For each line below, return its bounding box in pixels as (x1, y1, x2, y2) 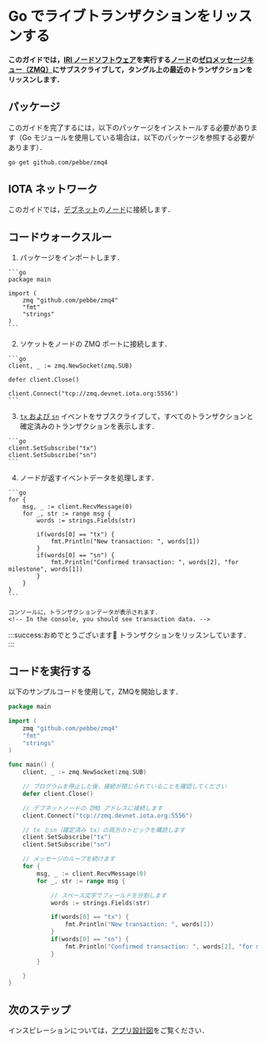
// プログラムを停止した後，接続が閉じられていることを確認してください (22, 782, 227, 790)
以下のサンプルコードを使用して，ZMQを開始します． (8, 687, 183, 697)
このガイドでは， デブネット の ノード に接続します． (8, 205, 175, 214)
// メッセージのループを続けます (22, 855, 116, 863)
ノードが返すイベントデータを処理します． (19, 473, 159, 483)
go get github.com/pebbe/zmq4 (8, 158, 108, 167)
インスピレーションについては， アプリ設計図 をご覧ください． (8, 1025, 209, 1036)
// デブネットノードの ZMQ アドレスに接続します (22, 804, 163, 812)
